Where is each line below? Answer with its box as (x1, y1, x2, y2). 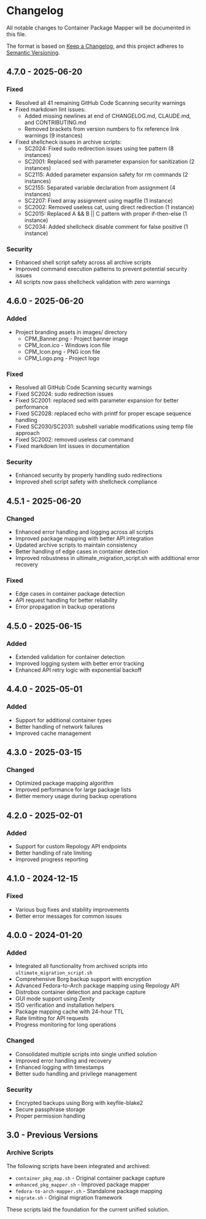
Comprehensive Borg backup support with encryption (15, 975, 151, 983)
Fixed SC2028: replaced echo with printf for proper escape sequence (15, 409, 191, 417)
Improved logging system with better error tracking (15, 659, 145, 667)
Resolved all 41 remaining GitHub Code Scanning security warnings (15, 99, 186, 106)
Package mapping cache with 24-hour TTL (15, 1008, 124, 1015)
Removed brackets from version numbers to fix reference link (24, 125, 180, 133)
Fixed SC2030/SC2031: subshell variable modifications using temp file (15, 423, 194, 430)
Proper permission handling (15, 1112, 86, 1120)
